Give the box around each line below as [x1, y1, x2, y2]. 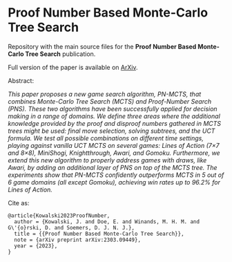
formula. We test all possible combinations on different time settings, [8, 133, 204, 142]
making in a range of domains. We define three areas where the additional [8, 112, 220, 120]
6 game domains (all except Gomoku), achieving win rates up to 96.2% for [8, 178, 220, 186]
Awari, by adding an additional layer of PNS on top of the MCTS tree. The [8, 163, 217, 171]
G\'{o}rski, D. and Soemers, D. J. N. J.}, [8, 224, 135, 231]
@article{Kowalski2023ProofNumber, [8, 212, 110, 219]
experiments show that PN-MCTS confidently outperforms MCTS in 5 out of [8, 171, 224, 179]
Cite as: [8, 198, 30, 207]
